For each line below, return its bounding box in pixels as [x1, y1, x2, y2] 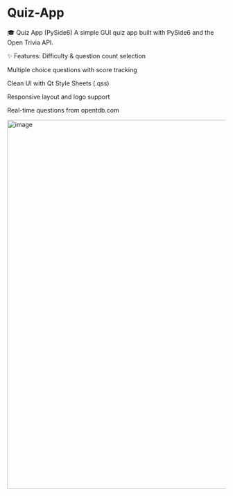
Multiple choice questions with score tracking [7, 65, 137, 74]
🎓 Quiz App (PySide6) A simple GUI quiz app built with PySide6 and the [7, 28, 214, 36]
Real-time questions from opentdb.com [7, 106, 119, 114]
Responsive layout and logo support [7, 92, 110, 101]
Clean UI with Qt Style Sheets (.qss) [7, 78, 110, 88]
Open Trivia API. [7, 38, 54, 47]
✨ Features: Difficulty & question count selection [7, 51, 146, 60]
